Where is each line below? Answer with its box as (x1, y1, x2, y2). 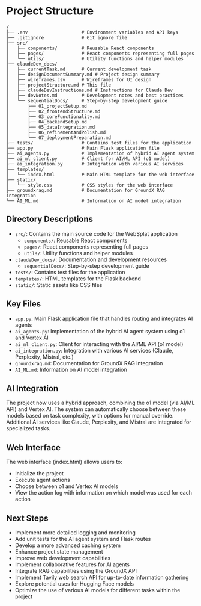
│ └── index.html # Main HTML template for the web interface (6, 172, 195, 178)
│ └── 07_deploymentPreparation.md (6, 134, 112, 141)
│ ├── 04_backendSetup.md (6, 119, 87, 125)
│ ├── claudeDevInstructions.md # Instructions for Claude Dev (6, 87, 173, 93)
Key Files (6, 299, 41, 309)
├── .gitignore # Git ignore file (6, 34, 128, 40)
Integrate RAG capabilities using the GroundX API (14, 567, 137, 574)
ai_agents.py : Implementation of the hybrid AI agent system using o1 (14, 327, 185, 335)
